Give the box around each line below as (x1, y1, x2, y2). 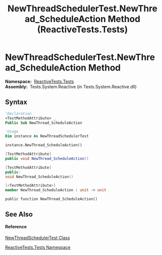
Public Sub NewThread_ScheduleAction (5, 120, 82, 125)
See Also (5, 210, 33, 219)
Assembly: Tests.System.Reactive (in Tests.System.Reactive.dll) (5, 83, 137, 89)
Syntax (5, 98, 27, 107)
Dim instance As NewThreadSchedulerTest (5, 134, 89, 139)
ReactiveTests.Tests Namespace (5, 244, 71, 250)
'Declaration (5, 111, 32, 116)
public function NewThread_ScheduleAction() (5, 197, 98, 202)
